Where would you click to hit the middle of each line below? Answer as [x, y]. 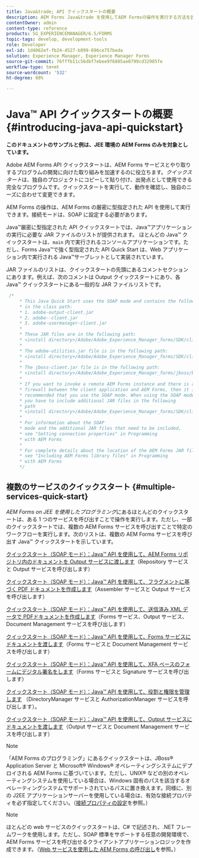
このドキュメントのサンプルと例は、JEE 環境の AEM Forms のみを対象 [92, 145]
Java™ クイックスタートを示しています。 [67, 541]
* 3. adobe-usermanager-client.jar [63, 323]
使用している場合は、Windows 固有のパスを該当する [121, 780]
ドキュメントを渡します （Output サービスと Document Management [89, 727]
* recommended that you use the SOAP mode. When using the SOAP [100, 395]
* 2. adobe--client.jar [49, 318]
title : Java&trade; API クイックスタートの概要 [61, 12]
